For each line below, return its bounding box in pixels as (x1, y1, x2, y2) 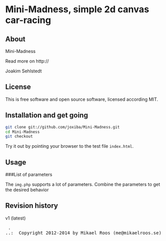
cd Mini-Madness (5, 129, 40, 135)
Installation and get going (5, 111, 88, 120)
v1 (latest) (5, 215, 26, 221)
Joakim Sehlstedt (5, 68, 42, 74)
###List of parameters (5, 172, 53, 178)
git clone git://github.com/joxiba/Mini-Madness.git (5, 124, 120, 129)
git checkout (5, 134, 33, 139)
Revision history (5, 201, 58, 210)
